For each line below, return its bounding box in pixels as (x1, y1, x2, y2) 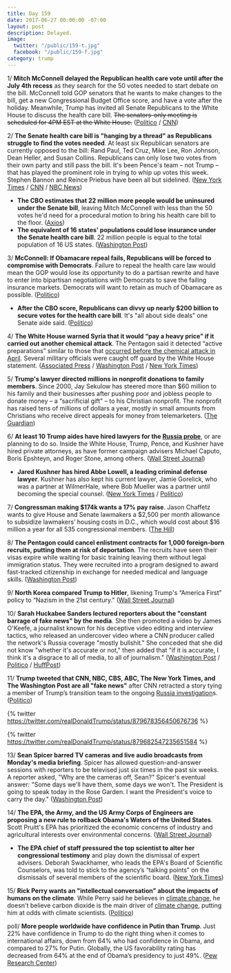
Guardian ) (7, 419, 36, 427)
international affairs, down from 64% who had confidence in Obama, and (7, 936, 215, 945)
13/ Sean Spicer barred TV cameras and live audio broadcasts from (7, 750, 203, 759)
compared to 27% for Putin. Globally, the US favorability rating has (7, 944, 197, 952)
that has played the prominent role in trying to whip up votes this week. (7, 168, 209, 176)
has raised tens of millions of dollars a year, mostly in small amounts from (7, 404, 216, 412)
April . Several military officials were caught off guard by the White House (7, 354, 214, 362)
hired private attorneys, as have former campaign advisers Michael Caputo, (7, 446, 222, 455)
